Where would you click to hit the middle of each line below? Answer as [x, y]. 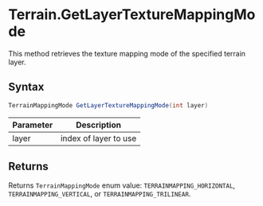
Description [98, 125]
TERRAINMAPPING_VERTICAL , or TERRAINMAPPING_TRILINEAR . [100, 194]
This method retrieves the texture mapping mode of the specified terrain [127, 53]
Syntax [26, 87]
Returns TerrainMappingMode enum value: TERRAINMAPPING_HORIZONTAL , [122, 185]
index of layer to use [98, 138]
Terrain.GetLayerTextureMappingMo [132, 15]
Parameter [33, 125]
